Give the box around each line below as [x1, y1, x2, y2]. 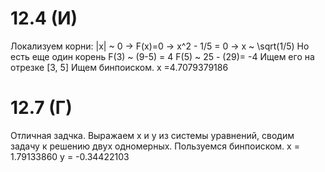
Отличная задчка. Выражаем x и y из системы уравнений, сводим [10, 129, 295, 141]
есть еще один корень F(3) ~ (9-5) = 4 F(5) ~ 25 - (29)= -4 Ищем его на [10, 50, 315, 62]
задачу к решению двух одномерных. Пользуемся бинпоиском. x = [10, 140, 300, 152]
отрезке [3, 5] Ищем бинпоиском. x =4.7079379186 [10, 61, 229, 73]
